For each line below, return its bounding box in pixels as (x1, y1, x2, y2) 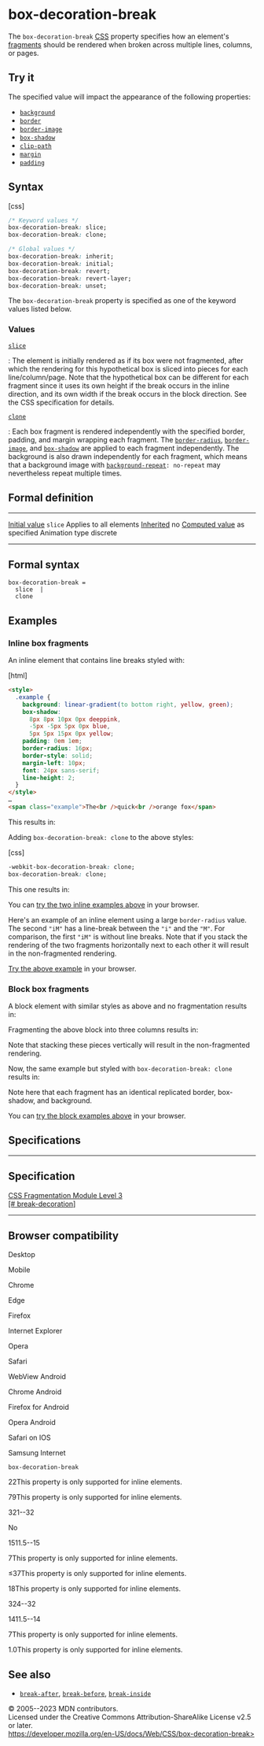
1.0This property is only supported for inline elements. (8, 1645, 183, 1655)
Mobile (8, 1265, 31, 1274)
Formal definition (8, 491, 94, 505)
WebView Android (8, 1372, 67, 1382)
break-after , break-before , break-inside (19, 1689, 152, 1698)
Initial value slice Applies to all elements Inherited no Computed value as (8, 520, 245, 529)
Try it (8, 71, 35, 84)
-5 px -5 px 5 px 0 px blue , (28, 723, 111, 731)
